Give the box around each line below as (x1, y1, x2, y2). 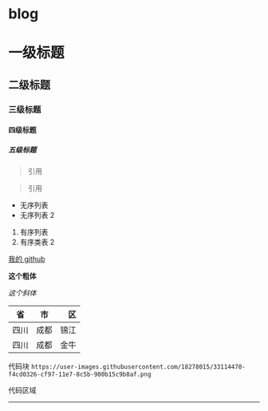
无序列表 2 (19, 211, 55, 220)
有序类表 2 (19, 237, 55, 247)
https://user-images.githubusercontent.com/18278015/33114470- (30, 363, 246, 371)
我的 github (8, 255, 45, 264)
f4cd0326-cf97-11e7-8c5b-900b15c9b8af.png (8, 370, 152, 379)
